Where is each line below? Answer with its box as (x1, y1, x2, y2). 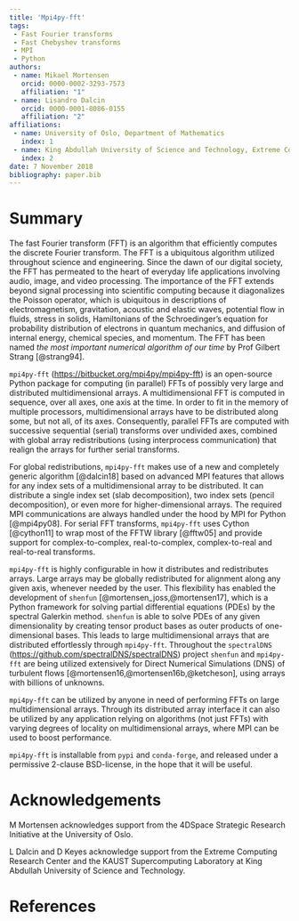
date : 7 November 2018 (9, 162, 93, 171)
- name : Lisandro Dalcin (12, 95, 105, 105)
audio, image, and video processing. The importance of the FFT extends (9, 276, 274, 287)
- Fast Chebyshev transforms (12, 37, 122, 47)
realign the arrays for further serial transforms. (9, 444, 181, 455)
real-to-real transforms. (9, 546, 96, 557)
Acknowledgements (9, 790, 162, 811)
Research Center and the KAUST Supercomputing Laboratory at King (9, 856, 263, 867)
